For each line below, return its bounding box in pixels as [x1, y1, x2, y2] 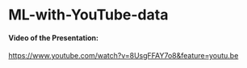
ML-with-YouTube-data [8, 6, 169, 24]
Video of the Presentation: [8, 32, 99, 42]
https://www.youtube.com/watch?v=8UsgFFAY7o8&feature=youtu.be [8, 51, 239, 61]
